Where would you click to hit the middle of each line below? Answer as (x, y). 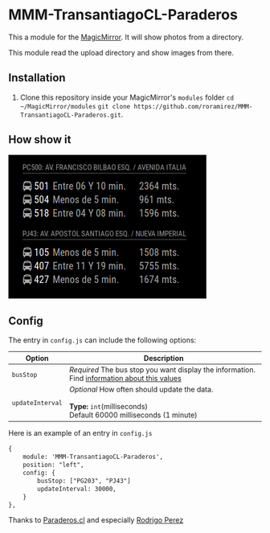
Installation (37, 78)
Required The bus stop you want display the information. (162, 370)
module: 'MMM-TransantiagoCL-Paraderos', (93, 457)
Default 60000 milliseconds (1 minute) (134, 415)
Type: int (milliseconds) (109, 407)
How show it (40, 139)
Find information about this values (126, 379)
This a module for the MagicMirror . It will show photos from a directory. (126, 37)
